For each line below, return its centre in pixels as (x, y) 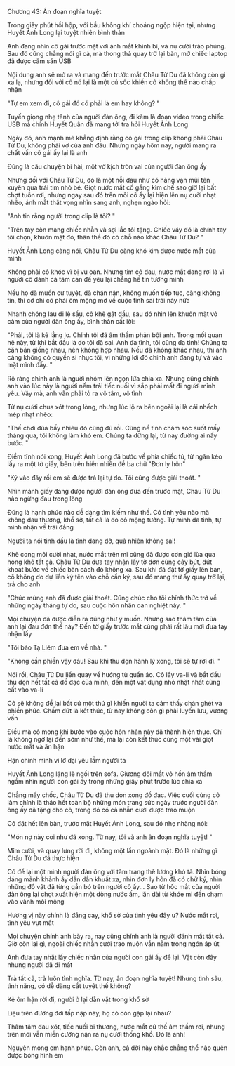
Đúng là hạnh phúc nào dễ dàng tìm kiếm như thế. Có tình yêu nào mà (108, 512)
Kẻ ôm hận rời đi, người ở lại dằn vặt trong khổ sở (78, 999)
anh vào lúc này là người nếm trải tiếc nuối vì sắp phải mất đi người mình (112, 386)
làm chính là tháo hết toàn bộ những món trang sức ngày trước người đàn (113, 802)
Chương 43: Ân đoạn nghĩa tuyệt (54, 12)
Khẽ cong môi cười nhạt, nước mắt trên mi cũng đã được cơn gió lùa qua (112, 554)
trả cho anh (24, 584)
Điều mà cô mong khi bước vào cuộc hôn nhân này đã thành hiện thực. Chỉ (115, 732)
